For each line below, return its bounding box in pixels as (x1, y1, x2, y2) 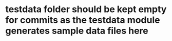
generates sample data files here (5, 25, 149, 36)
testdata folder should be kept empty (5, 4, 167, 15)
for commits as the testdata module (5, 14, 160, 26)
